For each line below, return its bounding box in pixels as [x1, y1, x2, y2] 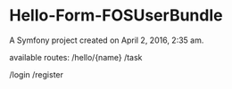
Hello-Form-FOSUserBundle [9, 5, 223, 26]
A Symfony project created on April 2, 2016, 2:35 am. [9, 35, 204, 45]
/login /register [9, 69, 64, 80]
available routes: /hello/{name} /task [9, 52, 143, 62]
